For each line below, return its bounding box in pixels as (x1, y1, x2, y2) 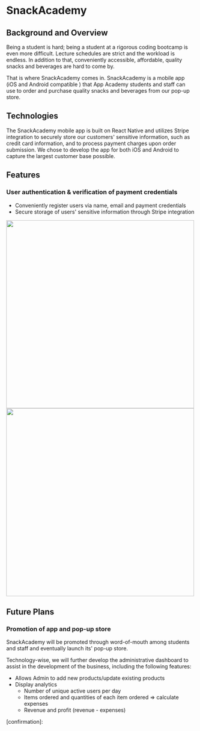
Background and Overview (6, 28, 108, 38)
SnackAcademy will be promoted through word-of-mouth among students (6, 638, 190, 646)
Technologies (6, 111, 59, 121)
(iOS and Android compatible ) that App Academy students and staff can (6, 81, 186, 88)
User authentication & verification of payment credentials (6, 188, 178, 196)
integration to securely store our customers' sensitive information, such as (6, 133, 190, 140)
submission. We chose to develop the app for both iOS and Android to (6, 146, 179, 153)
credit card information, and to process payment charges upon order (6, 140, 177, 147)
